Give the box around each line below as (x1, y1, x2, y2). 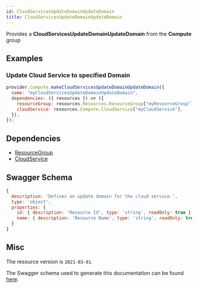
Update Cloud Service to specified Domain (6, 71, 131, 79)
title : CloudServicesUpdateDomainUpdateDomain (6, 14, 123, 20)
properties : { (11, 204, 46, 210)
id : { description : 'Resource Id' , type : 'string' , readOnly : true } (16, 210, 192, 216)
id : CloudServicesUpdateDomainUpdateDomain (6, 8, 115, 15)
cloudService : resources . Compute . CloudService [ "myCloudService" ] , (16, 106, 183, 112)
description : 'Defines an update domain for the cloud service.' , (11, 193, 178, 199)
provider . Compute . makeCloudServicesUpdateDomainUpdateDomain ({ (6, 85, 165, 91)
